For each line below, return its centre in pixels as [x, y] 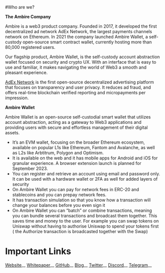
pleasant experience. [26, 73]
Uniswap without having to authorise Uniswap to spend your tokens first [85, 226]
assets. [12, 133]
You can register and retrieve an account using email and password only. [86, 174]
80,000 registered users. [30, 47]
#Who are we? [20, 7]
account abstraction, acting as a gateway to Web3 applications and [73, 122]
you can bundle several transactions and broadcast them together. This [85, 216]
